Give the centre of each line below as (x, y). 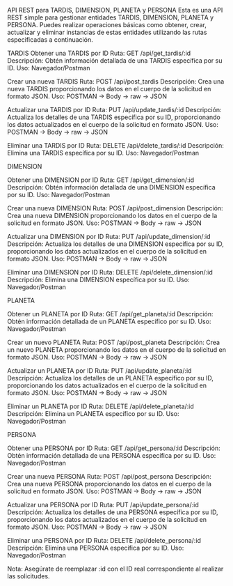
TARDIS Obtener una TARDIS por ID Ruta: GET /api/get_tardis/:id (99, 53)
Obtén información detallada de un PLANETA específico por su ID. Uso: (109, 321)
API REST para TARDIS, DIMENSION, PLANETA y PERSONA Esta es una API (115, 10)
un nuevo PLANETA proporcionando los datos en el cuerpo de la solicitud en (116, 350)
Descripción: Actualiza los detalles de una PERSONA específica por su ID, (113, 512)
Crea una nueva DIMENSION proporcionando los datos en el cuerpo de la (112, 216)
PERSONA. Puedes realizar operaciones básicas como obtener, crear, (107, 25)
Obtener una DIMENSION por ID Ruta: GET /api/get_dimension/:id (101, 180)
